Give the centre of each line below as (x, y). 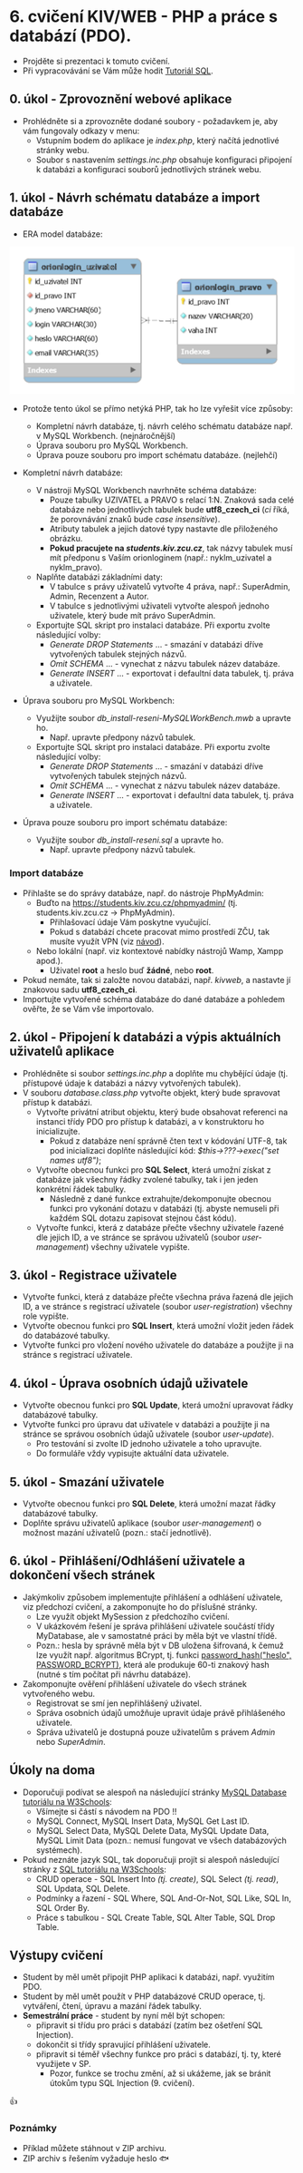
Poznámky (33, 2129)
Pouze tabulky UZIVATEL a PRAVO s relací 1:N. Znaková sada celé (172, 500)
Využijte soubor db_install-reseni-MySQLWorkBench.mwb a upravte (163, 718)
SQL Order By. (63, 1907)
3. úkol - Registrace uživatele (93, 1275)
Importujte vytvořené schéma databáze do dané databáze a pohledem (153, 999)
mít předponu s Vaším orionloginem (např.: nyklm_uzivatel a (161, 558)
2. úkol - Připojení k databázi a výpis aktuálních (145, 1037)
